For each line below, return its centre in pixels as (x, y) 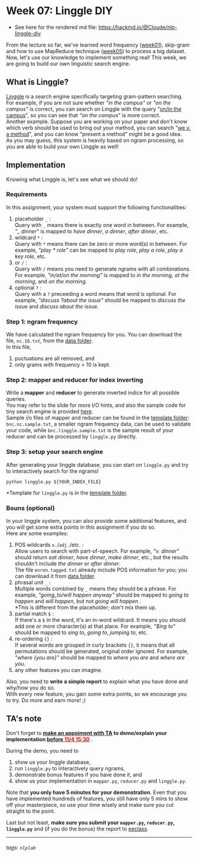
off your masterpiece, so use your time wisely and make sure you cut (90, 805)
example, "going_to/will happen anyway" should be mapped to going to (102, 595)
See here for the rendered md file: (56, 27)
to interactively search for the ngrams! (52, 471)
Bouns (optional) (30, 508)
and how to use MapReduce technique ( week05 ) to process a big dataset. (96, 51)
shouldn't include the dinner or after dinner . (67, 563)
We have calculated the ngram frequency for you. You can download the (94, 335)
